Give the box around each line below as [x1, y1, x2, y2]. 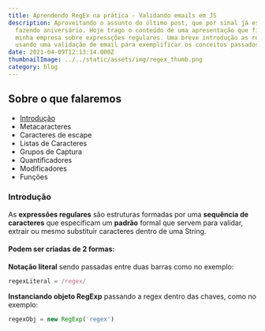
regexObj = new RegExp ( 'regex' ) [8, 315, 114, 323]
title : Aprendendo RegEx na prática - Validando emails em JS [8, 11, 217, 20]
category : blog [8, 63, 58, 71]
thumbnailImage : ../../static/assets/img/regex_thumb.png [8, 56, 203, 64]
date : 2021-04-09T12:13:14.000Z [8, 48, 114, 56]
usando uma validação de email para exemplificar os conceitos [15, 41, 227, 49]
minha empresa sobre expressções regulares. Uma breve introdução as [15, 33, 248, 42]
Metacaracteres [19, 122, 72, 131]
